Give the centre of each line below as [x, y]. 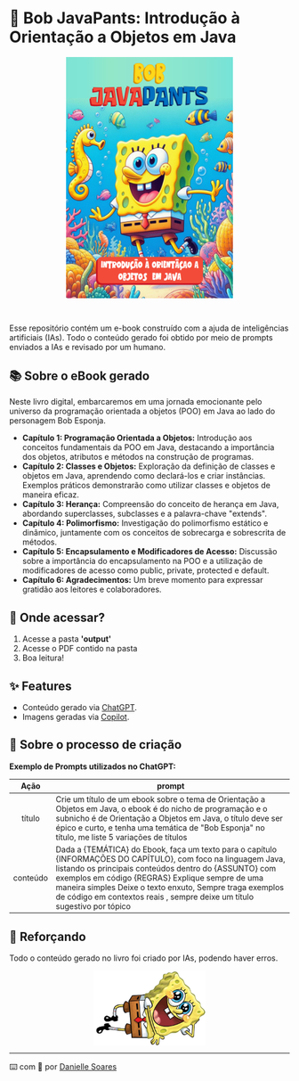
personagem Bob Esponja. [58, 421]
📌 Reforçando [48, 936]
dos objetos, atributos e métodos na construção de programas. [138, 457]
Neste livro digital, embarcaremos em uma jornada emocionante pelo [136, 402]
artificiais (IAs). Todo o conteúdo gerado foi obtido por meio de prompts [141, 337]
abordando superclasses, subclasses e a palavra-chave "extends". [144, 514]
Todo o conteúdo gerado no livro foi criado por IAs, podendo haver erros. [144, 958]
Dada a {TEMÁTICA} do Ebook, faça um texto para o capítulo [166, 849]
